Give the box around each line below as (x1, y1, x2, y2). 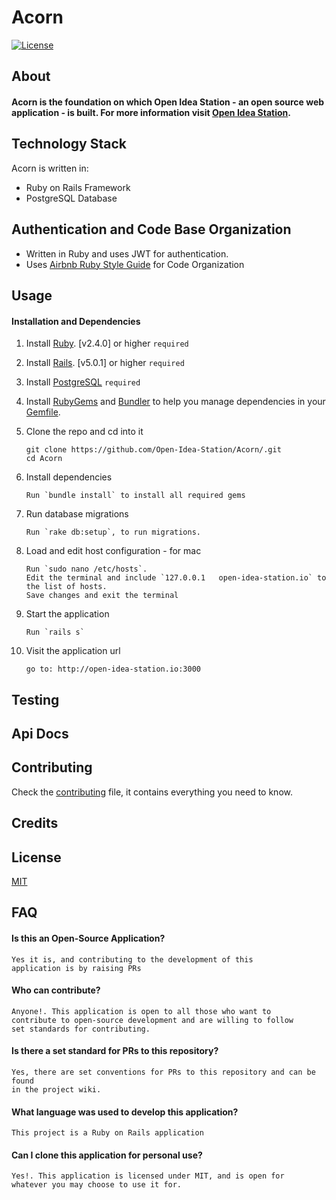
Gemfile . (25, 406, 61, 418)
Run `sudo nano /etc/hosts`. (25, 564, 148, 575)
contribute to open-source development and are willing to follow (11, 1015, 294, 1025)
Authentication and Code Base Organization (11, 221, 292, 238)
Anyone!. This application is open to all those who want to (11, 1006, 272, 1016)
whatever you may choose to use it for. (11, 1180, 183, 1190)
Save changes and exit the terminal (25, 591, 179, 601)
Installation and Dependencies (11, 315, 141, 327)
